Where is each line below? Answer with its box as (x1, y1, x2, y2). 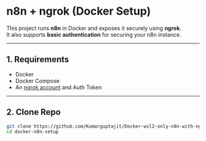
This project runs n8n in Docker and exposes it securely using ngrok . (6, 24, 182, 32)
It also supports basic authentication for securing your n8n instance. (6, 31, 182, 38)
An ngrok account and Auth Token (15, 84, 102, 91)
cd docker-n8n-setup (6, 129, 59, 135)
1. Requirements (6, 54, 69, 65)
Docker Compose (15, 77, 60, 84)
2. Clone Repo (6, 107, 61, 117)
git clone (6, 123, 32, 129)
